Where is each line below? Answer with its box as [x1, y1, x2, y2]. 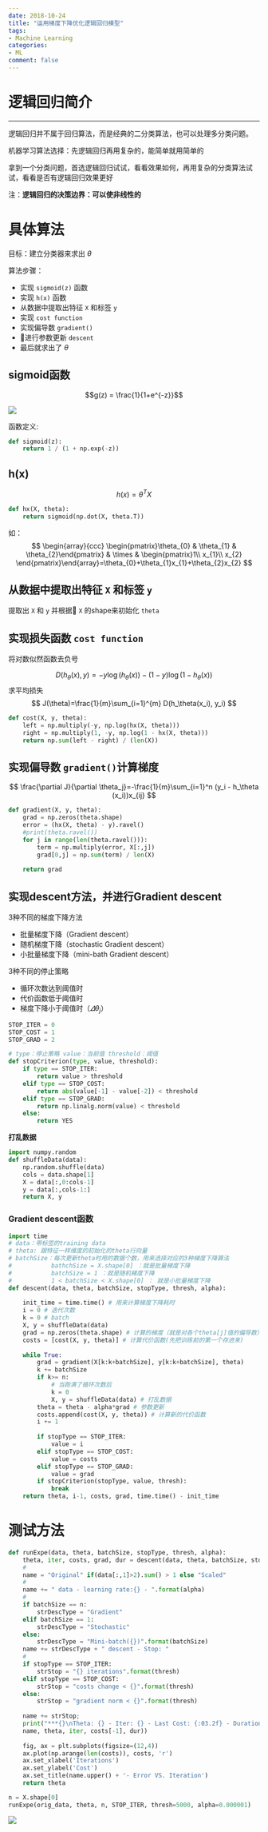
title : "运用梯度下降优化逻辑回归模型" [8, 19, 124, 27]
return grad [22, 865, 62, 874]
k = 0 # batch [22, 1314, 69, 1322]
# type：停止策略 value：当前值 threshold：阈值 [8, 1050, 159, 1058]
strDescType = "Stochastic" [37, 1622, 130, 1631]
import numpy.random [8, 1148, 77, 1156]
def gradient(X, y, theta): [8, 806, 102, 814]
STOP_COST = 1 [8, 1028, 56, 1036]
